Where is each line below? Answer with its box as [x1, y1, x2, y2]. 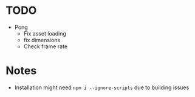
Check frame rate [23, 43, 68, 50]
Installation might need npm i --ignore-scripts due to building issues [14, 84, 190, 91]
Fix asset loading [23, 30, 66, 37]
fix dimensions [23, 36, 61, 43]
